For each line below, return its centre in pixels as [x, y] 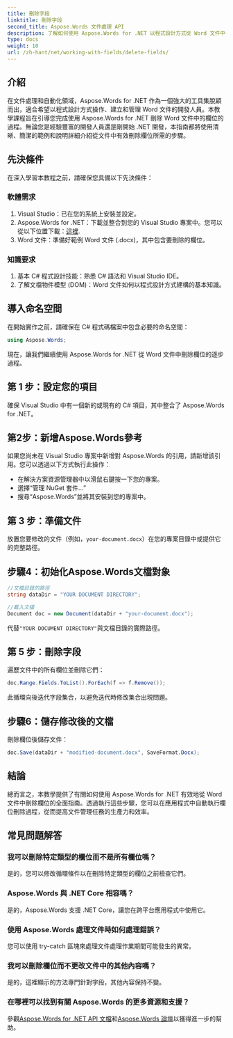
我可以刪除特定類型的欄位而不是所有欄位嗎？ [82, 857]
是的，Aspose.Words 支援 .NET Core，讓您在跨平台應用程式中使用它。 [108, 910]
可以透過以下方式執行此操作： [68, 464]
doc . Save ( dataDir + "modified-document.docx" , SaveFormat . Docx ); [103, 753]
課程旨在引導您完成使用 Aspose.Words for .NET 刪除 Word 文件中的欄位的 [118, 118]
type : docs [23, 40]
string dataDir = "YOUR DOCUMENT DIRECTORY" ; [74, 595]
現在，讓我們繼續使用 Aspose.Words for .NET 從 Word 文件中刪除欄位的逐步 [115, 354]
